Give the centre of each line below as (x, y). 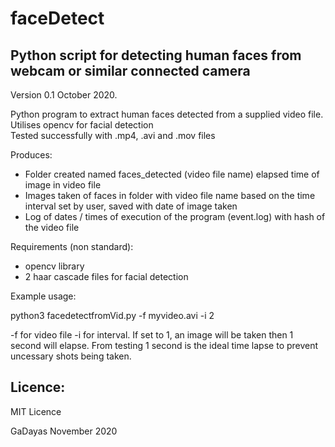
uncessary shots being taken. (71, 356)
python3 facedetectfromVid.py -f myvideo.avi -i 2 (112, 315)
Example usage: (43, 296)
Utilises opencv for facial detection (82, 125)
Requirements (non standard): (72, 246)
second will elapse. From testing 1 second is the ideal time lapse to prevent (164, 345)
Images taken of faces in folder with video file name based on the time (170, 195)
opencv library (54, 266)
